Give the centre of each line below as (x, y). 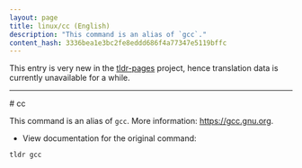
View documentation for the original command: (109, 138)
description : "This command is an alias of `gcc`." (108, 34)
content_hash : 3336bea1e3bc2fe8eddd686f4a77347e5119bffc (118, 43)
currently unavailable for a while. (70, 78)
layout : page (34, 18)
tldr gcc (26, 155)
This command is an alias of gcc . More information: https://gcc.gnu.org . (142, 121)
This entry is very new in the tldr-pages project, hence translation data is (144, 68)
